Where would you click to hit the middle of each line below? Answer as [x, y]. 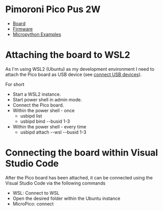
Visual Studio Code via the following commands [56, 183]
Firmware [23, 29]
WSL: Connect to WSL [36, 193]
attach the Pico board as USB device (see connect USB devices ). [74, 74]
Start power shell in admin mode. [47, 99]
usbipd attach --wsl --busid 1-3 [53, 132]
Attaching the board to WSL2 [68, 55]
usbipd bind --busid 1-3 [45, 121]
